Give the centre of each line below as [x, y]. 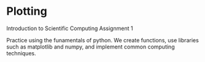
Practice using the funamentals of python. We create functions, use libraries [103, 40]
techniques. [21, 53]
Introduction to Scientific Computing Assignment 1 [70, 28]
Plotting [27, 11]
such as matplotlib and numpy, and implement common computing [91, 47]
